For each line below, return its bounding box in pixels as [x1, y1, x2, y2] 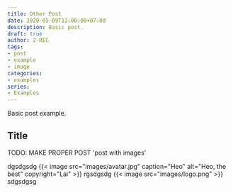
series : [7, 83, 30, 90]
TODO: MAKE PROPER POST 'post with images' [7, 148, 147, 157]
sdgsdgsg [7, 177, 37, 185]
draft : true [7, 30, 42, 38]
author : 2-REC [7, 37, 50, 44]
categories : [7, 70, 42, 77]
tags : [7, 43, 23, 50]
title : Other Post [7, 10, 62, 18]
